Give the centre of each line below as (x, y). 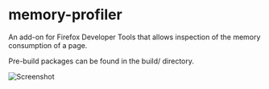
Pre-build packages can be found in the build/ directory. (101, 61)
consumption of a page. (48, 45)
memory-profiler (65, 15)
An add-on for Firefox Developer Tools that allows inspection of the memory (134, 37)
